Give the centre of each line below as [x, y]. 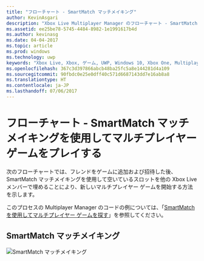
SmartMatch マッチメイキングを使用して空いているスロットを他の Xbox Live [102, 179]
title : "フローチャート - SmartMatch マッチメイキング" [71, 12]
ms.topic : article [29, 46]
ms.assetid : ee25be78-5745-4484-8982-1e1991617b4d [72, 29]
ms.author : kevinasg [32, 35]
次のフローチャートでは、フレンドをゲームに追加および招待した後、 [91, 172]
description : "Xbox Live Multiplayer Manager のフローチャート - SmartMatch [102, 23]
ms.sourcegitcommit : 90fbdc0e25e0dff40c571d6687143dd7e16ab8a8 [88, 74]
